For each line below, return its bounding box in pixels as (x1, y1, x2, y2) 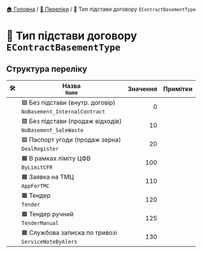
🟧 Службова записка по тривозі (21, 229, 117, 237)
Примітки (163, 85, 193, 93)
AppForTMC (21, 183, 50, 189)
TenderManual (21, 220, 59, 226)
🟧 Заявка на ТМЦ (21, 173, 74, 181)
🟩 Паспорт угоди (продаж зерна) (21, 136, 121, 144)
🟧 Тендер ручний (21, 210, 74, 218)
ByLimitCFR (21, 164, 53, 170)
